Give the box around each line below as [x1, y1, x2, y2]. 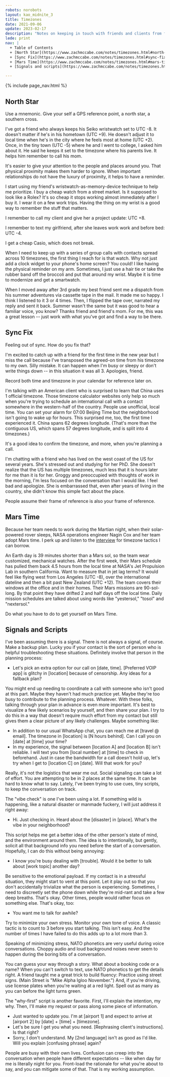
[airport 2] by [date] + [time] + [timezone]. [12, 1019, 101, 1025]
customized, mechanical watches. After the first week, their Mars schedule [5, 557, 161, 564]
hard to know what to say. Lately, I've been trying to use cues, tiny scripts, [5, 781, 160, 787]
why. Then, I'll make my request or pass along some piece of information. [5, 1003, 158, 1009]
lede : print [5, 36, 30, 41]
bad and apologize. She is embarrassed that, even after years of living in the [5, 483, 164, 489]
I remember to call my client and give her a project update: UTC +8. [5, 214, 146, 221]
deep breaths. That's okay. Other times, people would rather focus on [5, 895, 151, 901]
